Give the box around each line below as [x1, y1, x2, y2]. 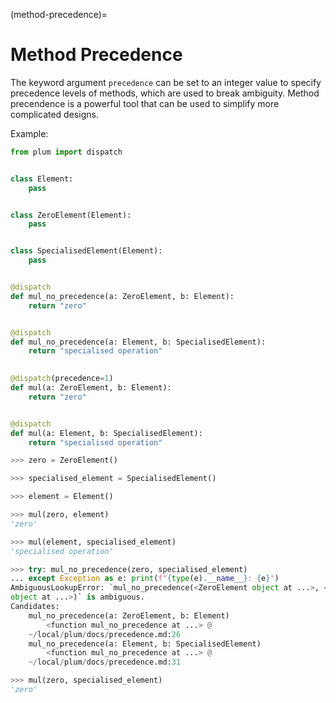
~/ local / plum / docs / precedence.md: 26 [28, 629, 182, 639]
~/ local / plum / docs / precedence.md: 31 [28, 657, 182, 668]
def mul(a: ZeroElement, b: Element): [10, 383, 172, 393]
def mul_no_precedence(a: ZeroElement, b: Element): [10, 291, 235, 301]
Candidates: [10, 602, 60, 612]
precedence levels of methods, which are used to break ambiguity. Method [10, 87, 320, 99]
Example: [10, 127, 49, 139]
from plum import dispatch [10, 147, 123, 157]
